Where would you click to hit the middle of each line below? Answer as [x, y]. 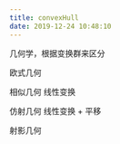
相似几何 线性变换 [42, 91]
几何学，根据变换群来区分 [57, 53]
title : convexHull [44, 18]
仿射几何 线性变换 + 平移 [55, 110]
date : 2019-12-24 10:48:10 [60, 26]
